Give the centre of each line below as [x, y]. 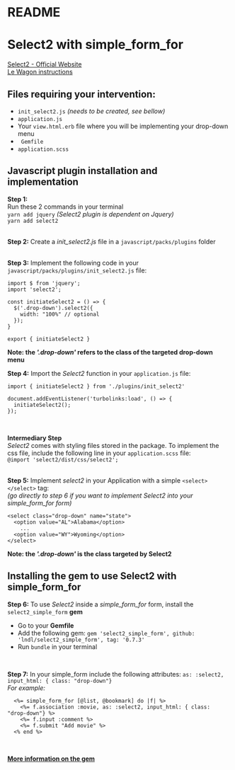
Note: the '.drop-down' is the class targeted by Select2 [90, 553]
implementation [43, 182]
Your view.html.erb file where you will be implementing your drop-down [123, 126]
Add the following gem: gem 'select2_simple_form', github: [106, 633]
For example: [27, 688]
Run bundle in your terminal [57, 647]
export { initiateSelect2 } [49, 339]
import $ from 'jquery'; [44, 283]
